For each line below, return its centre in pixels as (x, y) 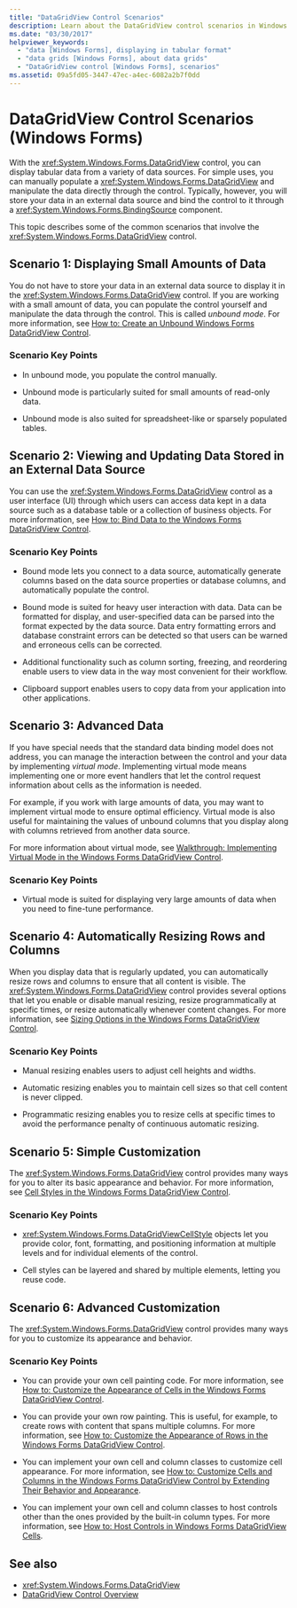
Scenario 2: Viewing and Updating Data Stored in (147, 456)
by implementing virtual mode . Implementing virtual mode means (128, 766)
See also (33, 1563)
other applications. (56, 698)
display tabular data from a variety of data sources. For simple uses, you (141, 172)
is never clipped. (52, 1097)
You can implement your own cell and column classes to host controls (149, 1508)
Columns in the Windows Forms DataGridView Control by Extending (146, 1481)
